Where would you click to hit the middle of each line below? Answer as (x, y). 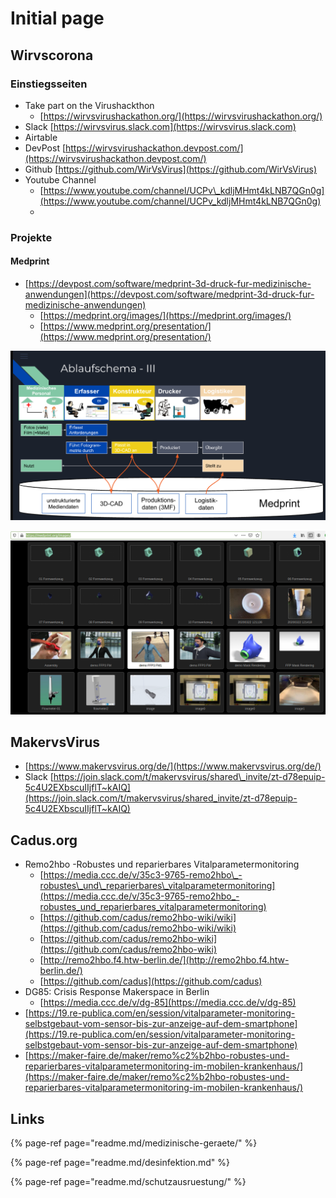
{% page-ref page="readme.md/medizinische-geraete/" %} (134, 1143)
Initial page (57, 18)
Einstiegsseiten (49, 84)
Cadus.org (44, 840)
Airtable (41, 137)
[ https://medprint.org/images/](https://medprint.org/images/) (165, 315)
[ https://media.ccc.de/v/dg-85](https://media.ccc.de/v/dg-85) (168, 1003)
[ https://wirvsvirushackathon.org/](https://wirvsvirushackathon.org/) (181, 116)
